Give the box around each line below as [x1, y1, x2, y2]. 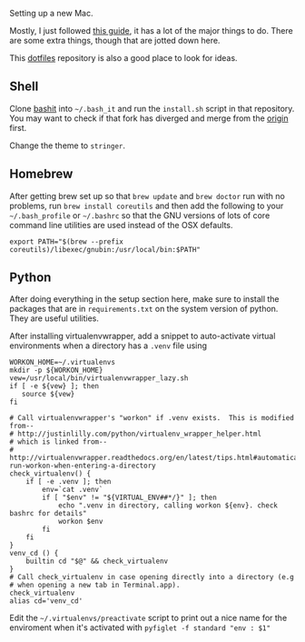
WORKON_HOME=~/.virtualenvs [9, 358, 116, 367]
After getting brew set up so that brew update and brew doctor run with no [9, 190, 286, 201]
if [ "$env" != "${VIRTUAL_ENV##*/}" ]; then [42, 493, 218, 503]
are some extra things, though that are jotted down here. [9, 35, 221, 45]
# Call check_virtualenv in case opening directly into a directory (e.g [9, 573, 295, 582]
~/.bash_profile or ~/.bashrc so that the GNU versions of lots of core [9, 209, 271, 221]
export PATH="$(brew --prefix [9, 236, 124, 246]
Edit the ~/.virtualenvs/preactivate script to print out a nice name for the [9, 613, 288, 624]
